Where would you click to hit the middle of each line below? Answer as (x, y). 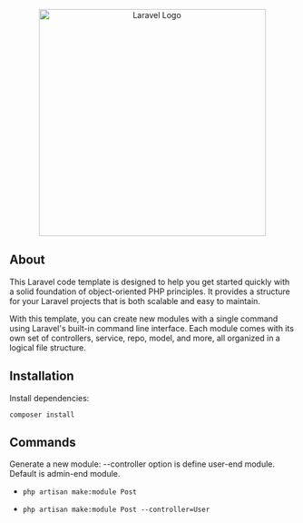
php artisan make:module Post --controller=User (116, 510)
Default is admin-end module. (65, 474)
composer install (42, 414)
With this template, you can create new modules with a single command (144, 319)
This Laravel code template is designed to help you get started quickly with (150, 281)
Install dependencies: (49, 398)
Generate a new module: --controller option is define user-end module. (142, 464)
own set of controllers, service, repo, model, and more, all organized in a (145, 338)
